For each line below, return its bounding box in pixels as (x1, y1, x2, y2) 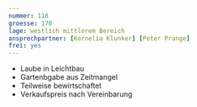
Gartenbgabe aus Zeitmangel (19, 72, 118, 82)
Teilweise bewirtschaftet (19, 81, 102, 91)
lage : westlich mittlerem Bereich (8, 27, 126, 35)
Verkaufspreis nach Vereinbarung (19, 89, 133, 99)
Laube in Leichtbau (19, 64, 85, 73)
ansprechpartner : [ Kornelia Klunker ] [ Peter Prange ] (8, 34, 191, 43)
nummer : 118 (8, 11, 49, 20)
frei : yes (8, 42, 42, 50)
